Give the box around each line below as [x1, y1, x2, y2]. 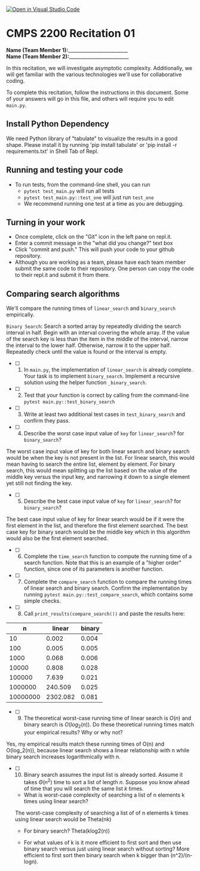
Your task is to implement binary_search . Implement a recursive [23, 372, 180, 380]
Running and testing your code [6, 165, 124, 175]
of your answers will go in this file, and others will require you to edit [6, 95, 174, 102]
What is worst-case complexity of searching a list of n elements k [23, 791, 185, 798]
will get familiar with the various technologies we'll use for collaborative [6, 71, 182, 78]
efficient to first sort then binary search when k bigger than [23, 851, 170, 858]
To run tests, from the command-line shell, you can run [14, 180, 150, 188]
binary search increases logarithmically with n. [6, 753, 121, 760]
